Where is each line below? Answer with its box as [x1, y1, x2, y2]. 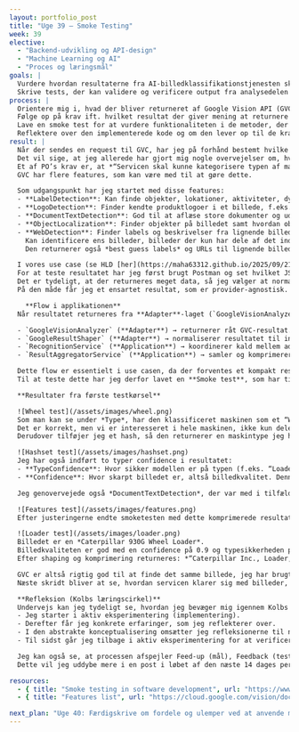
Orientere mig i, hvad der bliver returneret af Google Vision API [17, 104, 273, 113]
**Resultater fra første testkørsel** [17, 391, 162, 400]
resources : [9, 676, 50, 686]
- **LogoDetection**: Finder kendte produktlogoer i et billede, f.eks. [17, 203, 293, 212]
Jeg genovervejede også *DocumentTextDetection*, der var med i [17, 489, 261, 498]
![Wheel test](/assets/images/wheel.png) [17, 407, 174, 416]
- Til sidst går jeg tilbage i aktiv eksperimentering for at [17, 636, 253, 645]
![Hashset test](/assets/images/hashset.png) [17, 448, 190, 457]
